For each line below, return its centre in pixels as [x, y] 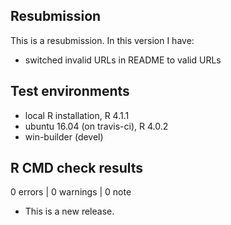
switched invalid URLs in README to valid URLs [123, 60]
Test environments [70, 91]
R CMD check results [77, 168]
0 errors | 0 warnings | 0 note [71, 192]
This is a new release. [69, 211]
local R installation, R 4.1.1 [77, 115]
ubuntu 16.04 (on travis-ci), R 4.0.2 [96, 126]
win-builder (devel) [64, 136]
